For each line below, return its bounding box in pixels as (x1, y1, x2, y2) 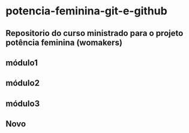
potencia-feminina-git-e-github (5, 4, 167, 18)
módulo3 (5, 98, 40, 108)
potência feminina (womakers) (5, 37, 122, 47)
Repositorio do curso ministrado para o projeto (5, 28, 184, 38)
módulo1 (5, 58, 38, 68)
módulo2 (5, 78, 40, 88)
